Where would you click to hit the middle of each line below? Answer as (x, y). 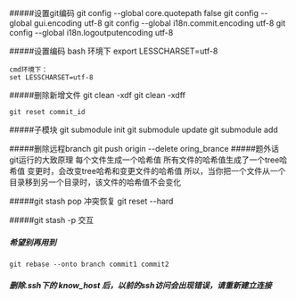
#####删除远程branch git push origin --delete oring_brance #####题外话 (144, 149)
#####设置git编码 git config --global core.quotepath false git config (134, 13)
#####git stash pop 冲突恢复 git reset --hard (91, 201)
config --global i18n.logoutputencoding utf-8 (91, 33)
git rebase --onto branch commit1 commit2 (89, 264)
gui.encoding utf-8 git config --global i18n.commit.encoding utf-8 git (160, 23)
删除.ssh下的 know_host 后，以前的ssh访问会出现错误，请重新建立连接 (140, 285)
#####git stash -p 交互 (52, 220)
